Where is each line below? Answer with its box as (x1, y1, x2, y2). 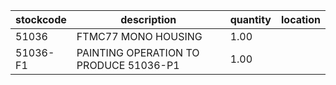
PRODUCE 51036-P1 (76, 59, 180, 72)
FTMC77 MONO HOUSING (76, 30, 203, 43)
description (120, 13, 177, 26)
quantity (229, 13, 272, 26)
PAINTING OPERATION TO (76, 46, 200, 59)
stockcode (15, 13, 67, 26)
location (281, 13, 321, 26)
